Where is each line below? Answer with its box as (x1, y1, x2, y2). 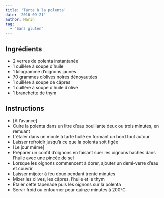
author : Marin (5, 17, 35, 22)
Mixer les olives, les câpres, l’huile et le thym (12, 176, 105, 182)
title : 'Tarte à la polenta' (5, 7, 66, 13)
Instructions (5, 104, 44, 113)
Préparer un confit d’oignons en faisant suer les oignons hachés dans (12, 149, 156, 155)
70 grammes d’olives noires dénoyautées (12, 74, 98, 80)
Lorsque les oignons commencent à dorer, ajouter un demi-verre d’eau (12, 160, 159, 166)
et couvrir (12, 165, 33, 171)
